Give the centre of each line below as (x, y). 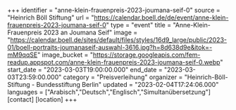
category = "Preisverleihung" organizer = (123, 77)
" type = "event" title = (138, 25)
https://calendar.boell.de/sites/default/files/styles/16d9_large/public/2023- (119, 40)
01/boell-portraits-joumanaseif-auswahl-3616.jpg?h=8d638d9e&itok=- (110, 47)
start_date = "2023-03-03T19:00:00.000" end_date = (85, 70)
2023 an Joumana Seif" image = (91, 32)
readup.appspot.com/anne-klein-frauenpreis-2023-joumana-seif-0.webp (114, 62)
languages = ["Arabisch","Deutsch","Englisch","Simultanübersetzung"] (109, 92)
